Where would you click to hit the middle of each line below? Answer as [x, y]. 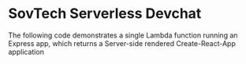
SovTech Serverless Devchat [105, 14]
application [26, 52]
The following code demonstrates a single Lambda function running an [123, 35]
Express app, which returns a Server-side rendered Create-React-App [122, 43]
